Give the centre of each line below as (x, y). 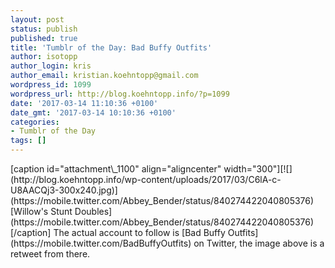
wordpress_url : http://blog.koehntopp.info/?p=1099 (120, 94)
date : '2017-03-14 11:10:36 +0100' (84, 103)
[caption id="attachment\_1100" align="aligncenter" (116, 169)
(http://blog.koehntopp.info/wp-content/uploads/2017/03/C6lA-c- (146, 179)
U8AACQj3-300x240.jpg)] (64, 190)
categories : (35, 122)
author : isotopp (44, 57)
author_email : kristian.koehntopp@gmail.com (104, 76)
